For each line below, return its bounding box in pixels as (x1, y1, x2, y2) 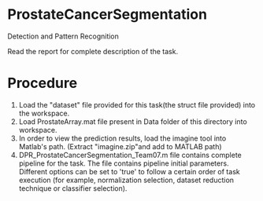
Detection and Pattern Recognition (7, 31, 120, 41)
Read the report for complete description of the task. (7, 46, 179, 56)
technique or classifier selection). (18, 183, 128, 193)
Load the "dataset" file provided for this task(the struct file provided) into (18, 100, 256, 109)
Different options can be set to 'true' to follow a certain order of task (18, 166, 241, 176)
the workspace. (18, 108, 70, 118)
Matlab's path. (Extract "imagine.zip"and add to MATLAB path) (18, 141, 222, 151)
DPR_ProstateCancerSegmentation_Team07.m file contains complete (18, 150, 242, 159)
